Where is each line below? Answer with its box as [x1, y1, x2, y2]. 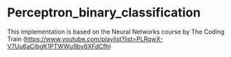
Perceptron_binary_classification [7, 5, 201, 21]
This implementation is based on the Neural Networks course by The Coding [7, 27, 225, 36]
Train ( [7, 34, 26, 43]
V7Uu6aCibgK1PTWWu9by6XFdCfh [7, 42, 109, 50]
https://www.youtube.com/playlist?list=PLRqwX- [25, 34, 163, 43]
